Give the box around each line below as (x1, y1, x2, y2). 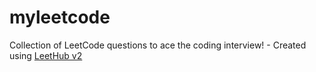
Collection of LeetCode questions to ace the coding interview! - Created (9, 39, 307, 51)
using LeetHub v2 (9, 49, 83, 61)
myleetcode (9, 6, 111, 29)
